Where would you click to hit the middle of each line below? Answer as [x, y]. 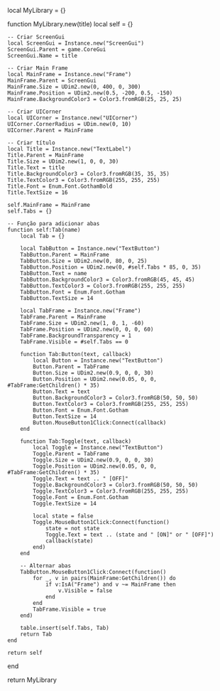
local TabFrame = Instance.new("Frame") [81, 311]
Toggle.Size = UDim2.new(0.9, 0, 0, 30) [93, 460]
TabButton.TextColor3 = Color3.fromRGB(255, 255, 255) [103, 286]
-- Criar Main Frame [38, 68]
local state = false [63, 516]
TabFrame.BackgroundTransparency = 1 [76, 336]
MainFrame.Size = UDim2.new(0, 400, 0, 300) [74, 87]
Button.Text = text [62, 392]
